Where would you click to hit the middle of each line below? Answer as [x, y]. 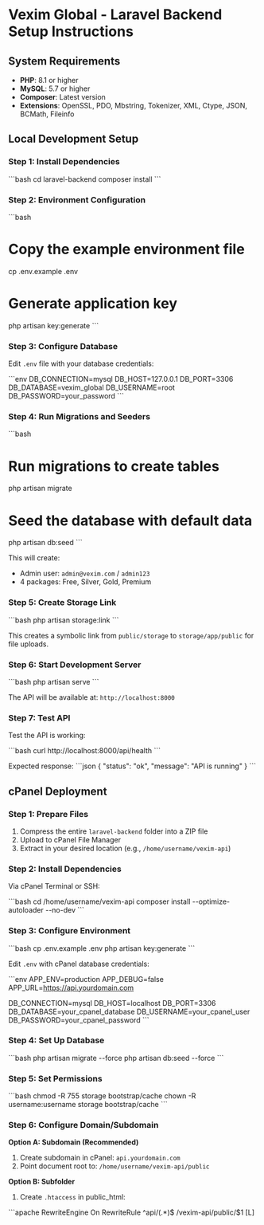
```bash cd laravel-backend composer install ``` [85, 179]
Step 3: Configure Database [63, 346]
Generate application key [93, 304]
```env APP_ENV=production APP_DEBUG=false [86, 979]
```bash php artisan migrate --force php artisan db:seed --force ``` [116, 1058]
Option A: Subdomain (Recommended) [74, 1142]
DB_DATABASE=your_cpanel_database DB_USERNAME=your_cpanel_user [129, 1011]
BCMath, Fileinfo [47, 114]
